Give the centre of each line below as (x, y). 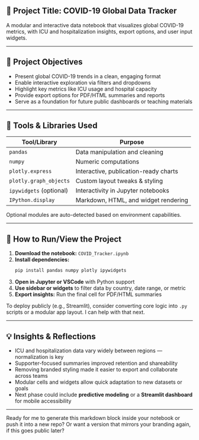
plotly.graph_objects (39, 181)
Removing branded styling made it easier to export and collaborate (96, 369)
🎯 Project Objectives (44, 62)
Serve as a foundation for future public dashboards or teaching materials (103, 101)
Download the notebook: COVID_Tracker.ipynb (72, 253)
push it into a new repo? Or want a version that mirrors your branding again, (99, 424)
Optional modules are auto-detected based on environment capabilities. (94, 215)
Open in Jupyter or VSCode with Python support (75, 282)
